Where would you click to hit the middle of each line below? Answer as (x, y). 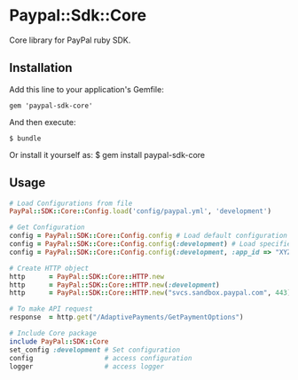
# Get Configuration (47, 227)
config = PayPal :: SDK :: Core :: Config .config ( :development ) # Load (132, 244)
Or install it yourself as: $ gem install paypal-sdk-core (107, 154)
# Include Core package (53, 334)
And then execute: (43, 122)
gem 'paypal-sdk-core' (51, 106)
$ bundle (25, 139)
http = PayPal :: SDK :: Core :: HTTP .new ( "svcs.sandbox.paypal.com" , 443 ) (150, 293)
